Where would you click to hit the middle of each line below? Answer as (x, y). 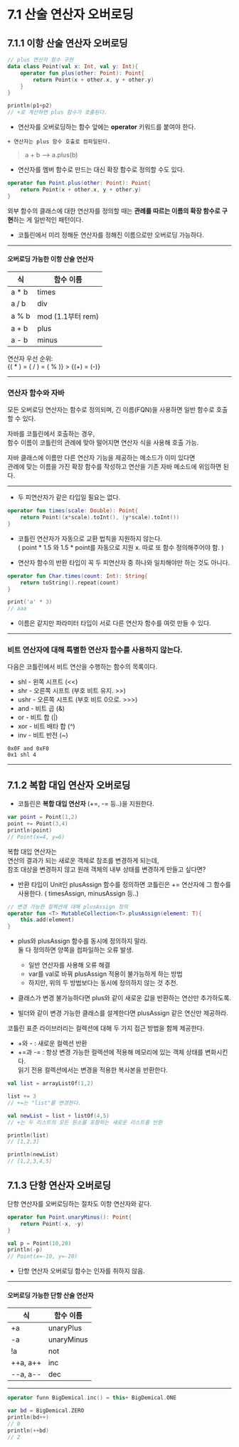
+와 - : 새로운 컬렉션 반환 (52, 1044)
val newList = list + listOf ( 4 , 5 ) (59, 1115)
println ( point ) (30, 830)
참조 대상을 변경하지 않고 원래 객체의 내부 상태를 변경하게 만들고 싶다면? (107, 869)
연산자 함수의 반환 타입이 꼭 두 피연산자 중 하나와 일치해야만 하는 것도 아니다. (124, 562)
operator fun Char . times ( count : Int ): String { (78, 576)
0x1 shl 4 (22, 755)
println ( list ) (28, 1135)
